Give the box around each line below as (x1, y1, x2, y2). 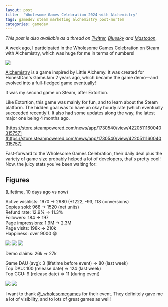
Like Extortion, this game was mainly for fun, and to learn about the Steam (5, 99, 158, 105)
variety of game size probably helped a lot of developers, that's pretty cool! (5, 156, 161, 162)
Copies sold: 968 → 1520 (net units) (5, 204, 79, 210)
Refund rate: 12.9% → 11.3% (5, 209, 64, 215)
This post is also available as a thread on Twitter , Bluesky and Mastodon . (5, 35, 157, 41)
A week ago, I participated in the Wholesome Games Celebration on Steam (5, 45, 159, 51)
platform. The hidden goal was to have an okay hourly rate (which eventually (5, 105, 163, 111)
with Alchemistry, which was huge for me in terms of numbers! (5, 50, 135, 56)
